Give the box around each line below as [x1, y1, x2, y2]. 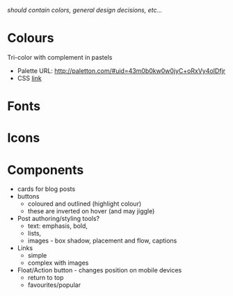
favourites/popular [27, 281, 81, 289]
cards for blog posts [17, 185, 76, 193]
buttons [17, 192, 40, 201]
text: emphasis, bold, [27, 222, 88, 230]
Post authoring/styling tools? [17, 215, 99, 223]
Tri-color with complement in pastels [7, 53, 113, 61]
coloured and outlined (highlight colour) [27, 199, 142, 208]
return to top [27, 274, 64, 282]
